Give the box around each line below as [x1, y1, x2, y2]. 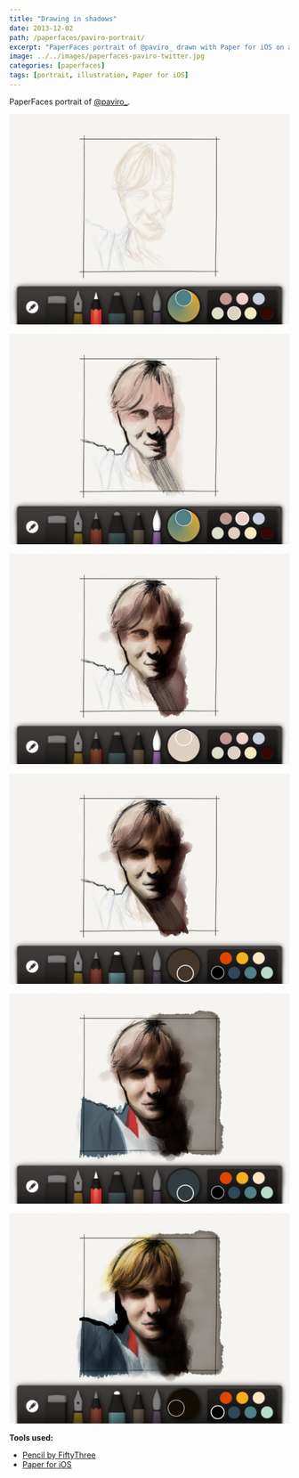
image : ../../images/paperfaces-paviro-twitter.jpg [9, 52, 205, 61]
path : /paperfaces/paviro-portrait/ [9, 33, 145, 42]
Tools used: [9, 1432, 53, 1442]
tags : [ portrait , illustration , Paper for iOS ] [9, 71, 190, 80]
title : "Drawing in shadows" [9, 14, 117, 23]
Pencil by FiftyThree [21, 1450, 96, 1460]
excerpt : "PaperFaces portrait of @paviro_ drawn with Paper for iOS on [9, 43, 285, 52]
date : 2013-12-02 [9, 23, 74, 33]
